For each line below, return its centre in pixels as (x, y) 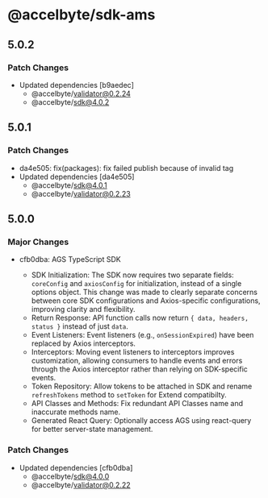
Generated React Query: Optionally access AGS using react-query (141, 421)
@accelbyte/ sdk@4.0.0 (70, 476)
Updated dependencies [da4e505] (77, 176)
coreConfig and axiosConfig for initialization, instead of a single (136, 284)
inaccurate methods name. (76, 412)
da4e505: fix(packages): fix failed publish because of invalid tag (126, 168)
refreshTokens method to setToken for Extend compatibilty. (129, 395)
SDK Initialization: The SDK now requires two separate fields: (133, 275)
